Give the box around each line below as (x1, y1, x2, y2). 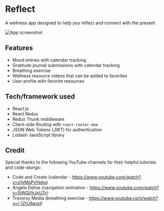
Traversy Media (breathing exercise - (12, 195, 88, 201)
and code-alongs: (5, 164, 41, 170)
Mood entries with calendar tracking (12, 57, 86, 63)
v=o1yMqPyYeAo (12, 179, 47, 185)
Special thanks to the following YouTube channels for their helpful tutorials (5, 159, 157, 165)
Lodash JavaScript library (12, 132, 65, 138)
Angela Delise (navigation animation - (12, 185, 89, 191)
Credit (5, 146, 25, 155)
